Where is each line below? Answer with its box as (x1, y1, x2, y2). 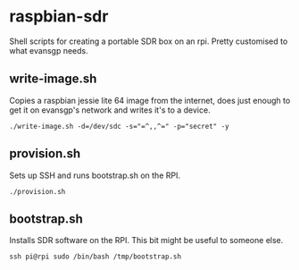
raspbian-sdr (9, 6, 109, 27)
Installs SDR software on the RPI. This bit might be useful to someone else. (9, 235, 284, 246)
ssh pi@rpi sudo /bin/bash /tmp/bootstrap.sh (9, 252, 181, 261)
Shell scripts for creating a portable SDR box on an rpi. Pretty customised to (9, 36, 288, 46)
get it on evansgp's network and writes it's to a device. (9, 105, 212, 115)
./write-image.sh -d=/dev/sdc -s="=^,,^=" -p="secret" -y (9, 122, 229, 131)
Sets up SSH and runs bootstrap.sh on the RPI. (9, 170, 181, 181)
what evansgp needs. (9, 45, 89, 55)
